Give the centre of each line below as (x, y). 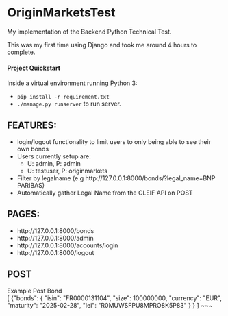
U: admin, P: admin (54, 163)
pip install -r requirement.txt (63, 97)
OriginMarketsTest (61, 13)
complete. (21, 52)
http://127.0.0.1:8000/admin (55, 238)
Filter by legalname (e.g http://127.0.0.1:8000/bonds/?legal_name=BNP (116, 178)
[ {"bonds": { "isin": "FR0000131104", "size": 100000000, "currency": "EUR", (115, 298)
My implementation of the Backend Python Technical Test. (89, 32)
